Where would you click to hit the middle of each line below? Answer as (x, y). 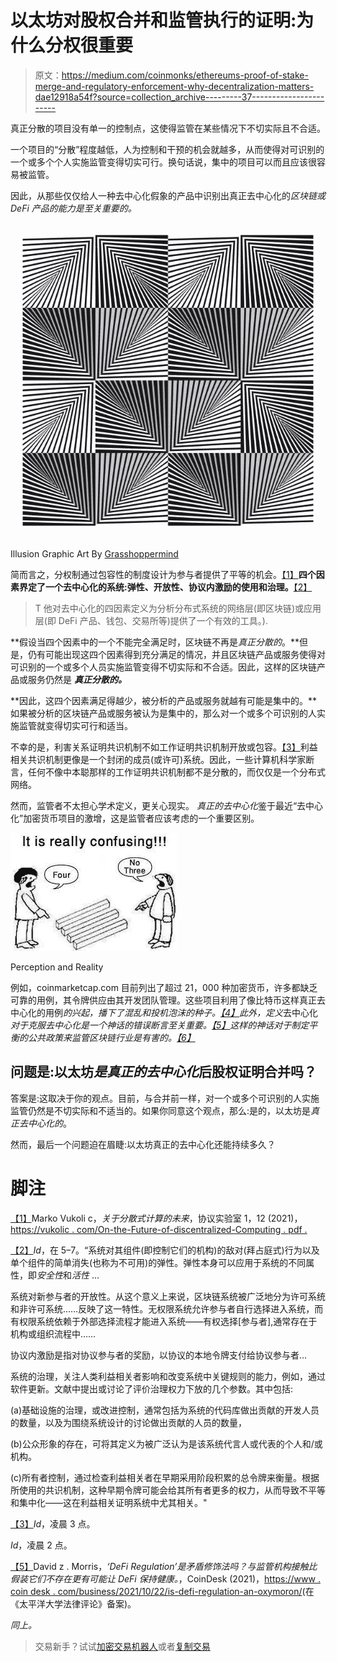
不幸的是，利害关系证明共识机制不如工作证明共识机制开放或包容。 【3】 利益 (164, 747)
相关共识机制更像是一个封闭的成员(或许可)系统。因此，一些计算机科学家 (158, 759)
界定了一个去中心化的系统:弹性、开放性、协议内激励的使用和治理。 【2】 (165, 587)
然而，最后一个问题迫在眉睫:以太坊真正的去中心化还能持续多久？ (143, 1144)
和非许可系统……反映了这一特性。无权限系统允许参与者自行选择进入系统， (162, 1308)
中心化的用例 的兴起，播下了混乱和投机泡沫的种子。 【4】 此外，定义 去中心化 (164, 1012)
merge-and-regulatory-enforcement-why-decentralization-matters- (174, 86)
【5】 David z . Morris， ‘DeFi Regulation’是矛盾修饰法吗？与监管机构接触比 (164, 1566)
